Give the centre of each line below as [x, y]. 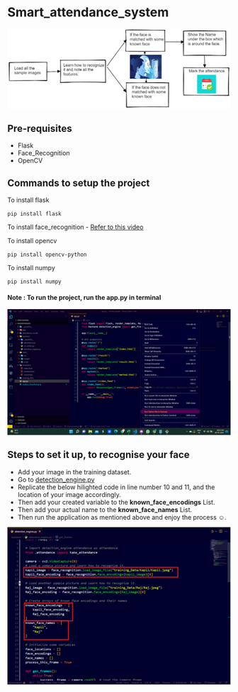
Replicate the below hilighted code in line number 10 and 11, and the [116, 487]
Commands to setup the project [79, 183]
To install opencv [32, 241]
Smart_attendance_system [88, 12]
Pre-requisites [40, 128]
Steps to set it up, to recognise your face [98, 455]
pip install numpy [34, 282]
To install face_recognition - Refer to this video [75, 227]
